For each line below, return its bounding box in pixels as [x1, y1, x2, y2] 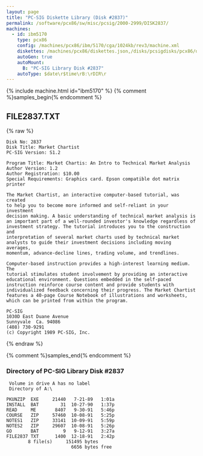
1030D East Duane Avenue [6, 314, 69, 320]
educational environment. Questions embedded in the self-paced [6, 276, 172, 283]
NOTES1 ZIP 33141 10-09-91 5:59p [6, 418, 115, 424]
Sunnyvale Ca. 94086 [6, 319, 61, 325]
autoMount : [17, 59, 45, 65]
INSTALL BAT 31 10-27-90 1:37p [6, 402, 115, 408]
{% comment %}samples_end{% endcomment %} [6, 352, 131, 359]
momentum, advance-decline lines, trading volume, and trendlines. [6, 250, 180, 256]
